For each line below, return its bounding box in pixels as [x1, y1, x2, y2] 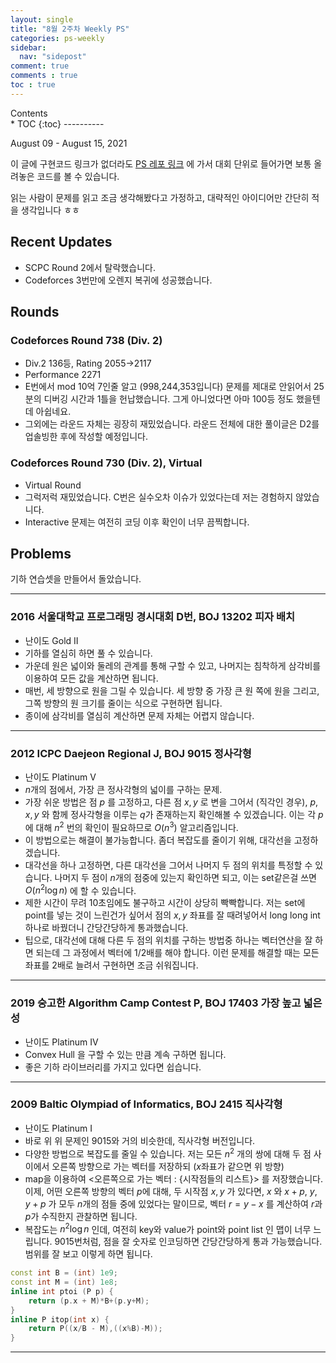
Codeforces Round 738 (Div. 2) [10, 333, 163, 347]
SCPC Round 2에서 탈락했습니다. [24, 261, 156, 273]
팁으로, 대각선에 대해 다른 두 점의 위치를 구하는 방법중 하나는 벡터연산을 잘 [24, 934, 313, 946]
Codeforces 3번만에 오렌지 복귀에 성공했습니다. [24, 274, 213, 286]
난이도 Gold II [24, 634, 79, 646]
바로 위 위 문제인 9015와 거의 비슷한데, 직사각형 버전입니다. [24, 1134, 256, 1146]
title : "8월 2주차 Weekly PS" [10, 24, 130, 34]
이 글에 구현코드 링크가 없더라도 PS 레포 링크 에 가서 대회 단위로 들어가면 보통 [10, 157, 312, 170]
